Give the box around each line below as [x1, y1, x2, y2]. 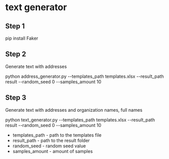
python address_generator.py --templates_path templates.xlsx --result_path [5, 73, 164, 79]
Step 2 [5, 50, 26, 58]
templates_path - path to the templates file [12, 132, 102, 138]
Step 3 [5, 93, 26, 102]
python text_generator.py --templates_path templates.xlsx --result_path [5, 116, 155, 123]
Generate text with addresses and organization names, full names [5, 107, 143, 113]
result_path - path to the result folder [12, 137, 90, 143]
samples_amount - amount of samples [12, 148, 93, 154]
